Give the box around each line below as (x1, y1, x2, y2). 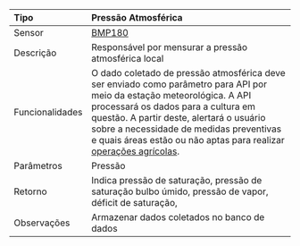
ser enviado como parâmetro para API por (90, 78, 268, 90)
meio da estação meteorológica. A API (90, 89, 252, 101)
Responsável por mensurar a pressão (90, 41, 248, 53)
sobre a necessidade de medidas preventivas (90, 123, 282, 135)
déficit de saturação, (90, 197, 179, 208)
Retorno (13, 185, 47, 198)
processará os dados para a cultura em (90, 100, 256, 113)
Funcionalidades (13, 106, 83, 118)
